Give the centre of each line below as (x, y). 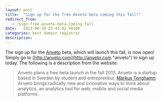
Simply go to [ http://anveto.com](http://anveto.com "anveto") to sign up (80, 57)
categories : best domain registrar (43, 33)
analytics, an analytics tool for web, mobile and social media (80, 88)
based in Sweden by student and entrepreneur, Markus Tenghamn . (87, 78)
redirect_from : (21, 19)
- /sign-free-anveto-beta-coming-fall (53, 24)
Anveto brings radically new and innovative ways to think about (83, 83)
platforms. (28, 94)
